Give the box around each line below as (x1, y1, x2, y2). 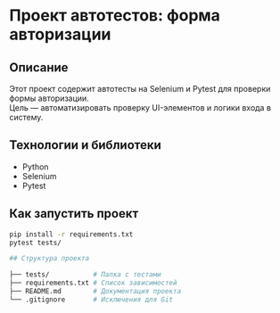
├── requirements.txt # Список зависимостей (9, 278, 177, 288)
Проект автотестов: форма (9, 5, 221, 26)
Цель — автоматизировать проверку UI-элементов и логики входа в (9, 103, 272, 112)
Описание (9, 60, 69, 75)
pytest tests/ (9, 238, 62, 247)
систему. (9, 112, 44, 122)
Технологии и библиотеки (9, 137, 162, 152)
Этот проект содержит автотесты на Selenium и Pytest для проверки (9, 84, 271, 94)
